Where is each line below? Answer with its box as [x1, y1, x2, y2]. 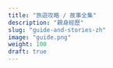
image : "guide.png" [8, 33, 72, 41]
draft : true [8, 48, 47, 55]
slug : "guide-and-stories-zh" [8, 26, 107, 34]
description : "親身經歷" [8, 19, 84, 27]
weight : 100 [8, 41, 47, 48]
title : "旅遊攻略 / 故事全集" [8, 11, 97, 20]
